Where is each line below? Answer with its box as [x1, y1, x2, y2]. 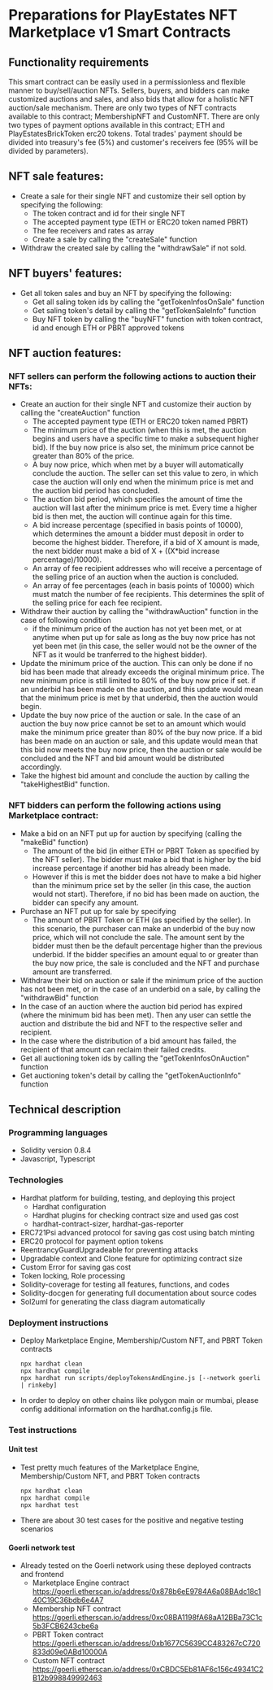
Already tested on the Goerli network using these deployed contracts [19, 1561, 252, 1570]
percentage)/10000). [32, 555, 102, 564]
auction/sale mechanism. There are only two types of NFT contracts [8, 103, 237, 112]
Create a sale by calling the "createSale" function [32, 234, 197, 244]
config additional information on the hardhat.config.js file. [19, 1404, 213, 1413]
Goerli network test [8, 1543, 76, 1553]
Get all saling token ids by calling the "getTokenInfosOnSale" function [32, 297, 265, 307]
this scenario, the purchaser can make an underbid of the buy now [32, 923, 256, 933]
